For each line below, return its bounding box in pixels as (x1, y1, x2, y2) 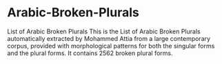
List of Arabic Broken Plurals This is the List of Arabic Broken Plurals (7, 27, 201, 35)
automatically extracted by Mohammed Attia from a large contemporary (7, 34, 211, 42)
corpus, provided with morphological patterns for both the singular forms (7, 42, 215, 50)
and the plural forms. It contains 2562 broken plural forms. (7, 49, 174, 57)
